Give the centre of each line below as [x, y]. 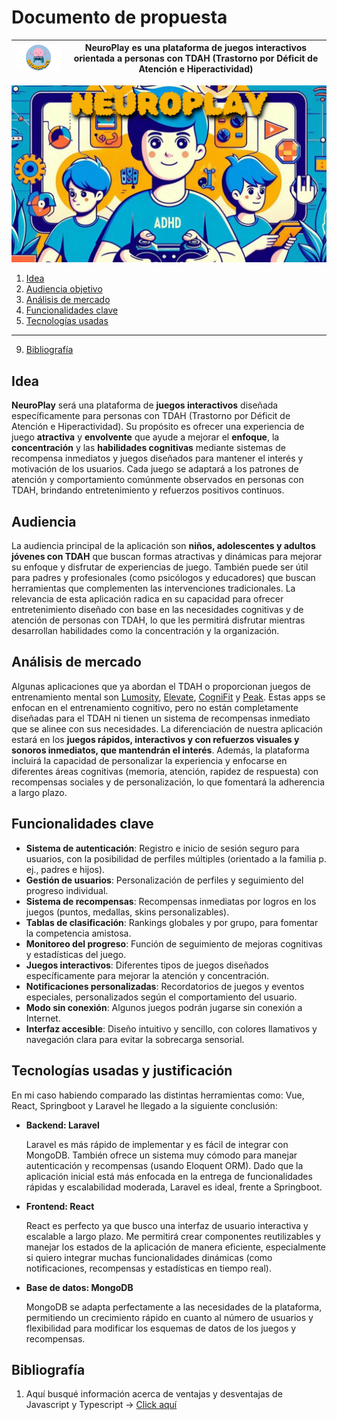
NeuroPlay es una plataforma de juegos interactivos [196, 48]
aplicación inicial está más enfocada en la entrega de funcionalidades [169, 1176]
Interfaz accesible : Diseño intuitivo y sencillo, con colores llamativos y [171, 1028]
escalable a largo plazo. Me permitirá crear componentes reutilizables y [173, 1236]
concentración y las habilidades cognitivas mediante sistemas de [148, 448]
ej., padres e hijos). [65, 869]
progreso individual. [67, 890]
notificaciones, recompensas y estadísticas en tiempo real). [148, 1268]
